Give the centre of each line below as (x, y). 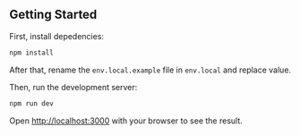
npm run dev (31, 103)
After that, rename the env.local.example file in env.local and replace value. (150, 70)
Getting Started (53, 15)
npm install (31, 53)
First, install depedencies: (57, 36)
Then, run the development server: (73, 87)
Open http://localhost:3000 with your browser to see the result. (126, 121)
